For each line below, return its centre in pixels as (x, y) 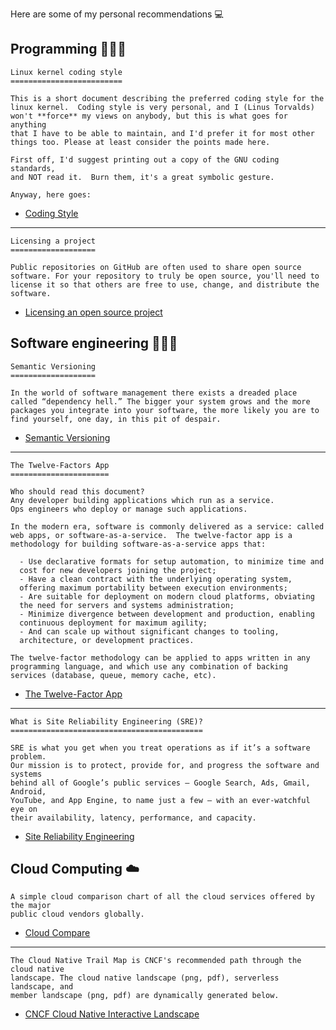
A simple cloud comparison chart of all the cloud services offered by (162, 897)
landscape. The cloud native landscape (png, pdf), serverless (145, 978)
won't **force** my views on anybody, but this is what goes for (149, 116)
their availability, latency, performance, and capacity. (133, 818)
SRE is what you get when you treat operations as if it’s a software (160, 748)
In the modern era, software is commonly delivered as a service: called (167, 526)
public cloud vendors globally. (77, 914)
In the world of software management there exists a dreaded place (154, 393)
